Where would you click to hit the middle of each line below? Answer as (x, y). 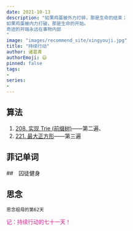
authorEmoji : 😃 (27, 58)
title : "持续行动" (28, 47)
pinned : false (25, 63)
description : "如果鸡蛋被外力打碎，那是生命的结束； (67, 18)
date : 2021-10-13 (28, 12)
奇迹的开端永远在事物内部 (34, 29)
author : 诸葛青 (24, 52)
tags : (13, 69)
